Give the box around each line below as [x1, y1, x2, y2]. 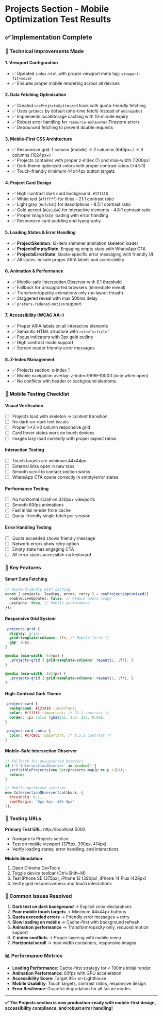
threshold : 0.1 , [9, 795, 42, 799]
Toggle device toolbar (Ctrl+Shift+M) [12, 870, 86, 876]
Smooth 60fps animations [12, 502, 64, 508]
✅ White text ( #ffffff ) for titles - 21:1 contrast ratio [12, 196, 114, 202]
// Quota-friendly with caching [5, 587, 70, 592]
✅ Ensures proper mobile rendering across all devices [12, 80, 120, 86]
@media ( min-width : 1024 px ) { [5, 671, 66, 676]
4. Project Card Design [5, 180, 52, 185]
